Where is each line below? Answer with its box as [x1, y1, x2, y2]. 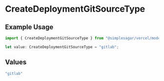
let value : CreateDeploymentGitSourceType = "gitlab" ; [5, 44, 119, 49]
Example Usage [5, 23, 54, 31]
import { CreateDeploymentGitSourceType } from [5, 36, 104, 40]
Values [5, 58, 27, 66]
